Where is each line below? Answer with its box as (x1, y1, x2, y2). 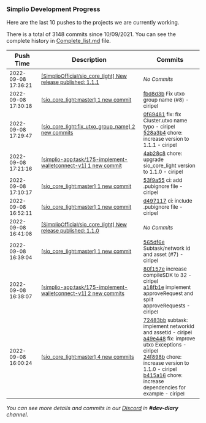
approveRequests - (143, 302, 191, 309)
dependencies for (143, 384, 186, 391)
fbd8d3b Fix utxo (143, 91, 185, 97)
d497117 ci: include (143, 198, 193, 204)
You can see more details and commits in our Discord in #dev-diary (6, 405, 179, 412)
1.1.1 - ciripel (143, 141, 177, 149)
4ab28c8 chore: (143, 150, 183, 157)
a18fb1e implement (143, 284, 191, 291)
